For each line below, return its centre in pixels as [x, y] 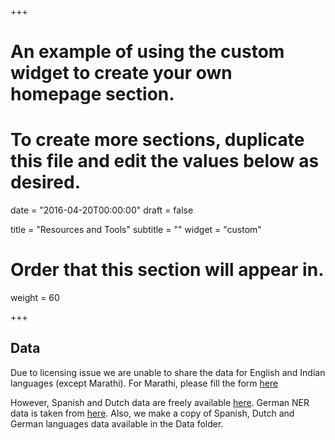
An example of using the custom [147, 52]
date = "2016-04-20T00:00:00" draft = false [102, 210]
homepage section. [92, 94]
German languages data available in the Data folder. [117, 423]
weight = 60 [35, 298]
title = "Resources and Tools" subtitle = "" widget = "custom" [136, 230]
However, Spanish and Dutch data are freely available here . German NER [160, 402]
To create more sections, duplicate [157, 140]
